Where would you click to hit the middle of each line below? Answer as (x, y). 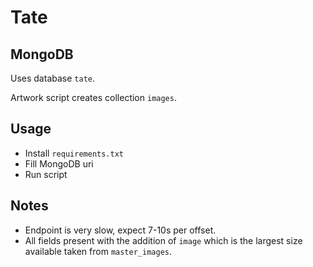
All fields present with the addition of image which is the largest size (163, 240)
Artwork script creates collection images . (93, 97)
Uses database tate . (52, 78)
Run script (46, 174)
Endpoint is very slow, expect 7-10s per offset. (120, 230)
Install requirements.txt (74, 153)
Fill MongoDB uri (59, 163)
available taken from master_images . (98, 251)
